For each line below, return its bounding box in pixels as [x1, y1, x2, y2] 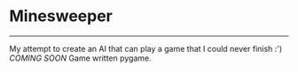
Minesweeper [9, 6, 113, 26]
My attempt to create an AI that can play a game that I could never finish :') [9, 43, 283, 54]
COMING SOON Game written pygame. [9, 53, 153, 63]
